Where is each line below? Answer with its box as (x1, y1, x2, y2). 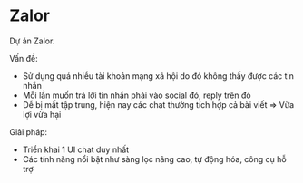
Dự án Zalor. (9, 35, 55, 46)
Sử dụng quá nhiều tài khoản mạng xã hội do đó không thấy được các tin (22, 70, 295, 82)
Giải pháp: (9, 126, 48, 137)
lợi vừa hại (22, 109, 62, 120)
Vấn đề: (9, 53, 38, 63)
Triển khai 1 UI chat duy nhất (22, 144, 130, 155)
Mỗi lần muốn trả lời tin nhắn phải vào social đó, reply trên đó (22, 90, 251, 101)
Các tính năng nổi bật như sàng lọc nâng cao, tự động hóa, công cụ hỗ (22, 153, 288, 164)
